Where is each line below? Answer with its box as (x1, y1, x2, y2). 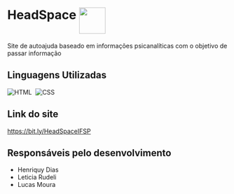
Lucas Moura (17, 181, 56, 189)
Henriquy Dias (17, 165, 59, 174)
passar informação (7, 49, 62, 57)
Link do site (7, 109, 59, 120)
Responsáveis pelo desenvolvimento (7, 147, 172, 159)
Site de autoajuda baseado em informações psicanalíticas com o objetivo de (7, 41, 228, 50)
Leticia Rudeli (17, 173, 57, 181)
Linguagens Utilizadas (7, 69, 107, 81)
